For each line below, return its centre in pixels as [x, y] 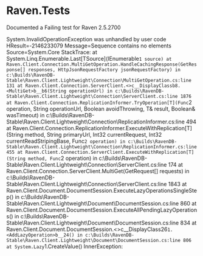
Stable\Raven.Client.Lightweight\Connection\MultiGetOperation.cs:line [99, 80]
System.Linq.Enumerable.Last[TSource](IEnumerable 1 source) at [89, 58]
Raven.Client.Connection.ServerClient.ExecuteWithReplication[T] [110, 152]
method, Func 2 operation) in [63, 158]
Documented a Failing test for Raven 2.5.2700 [64, 27]
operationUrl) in [91, 91]
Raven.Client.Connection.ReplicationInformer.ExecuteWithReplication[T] [102, 128]
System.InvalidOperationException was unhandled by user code [86, 39]
